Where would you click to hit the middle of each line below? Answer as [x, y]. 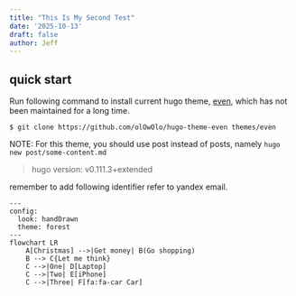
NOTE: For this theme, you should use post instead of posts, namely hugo [145, 144]
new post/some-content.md [58, 153]
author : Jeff [34, 43]
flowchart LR [34, 243]
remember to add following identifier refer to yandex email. [119, 187]
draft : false [34, 34]
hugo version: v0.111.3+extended [92, 170]
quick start [41, 79]
